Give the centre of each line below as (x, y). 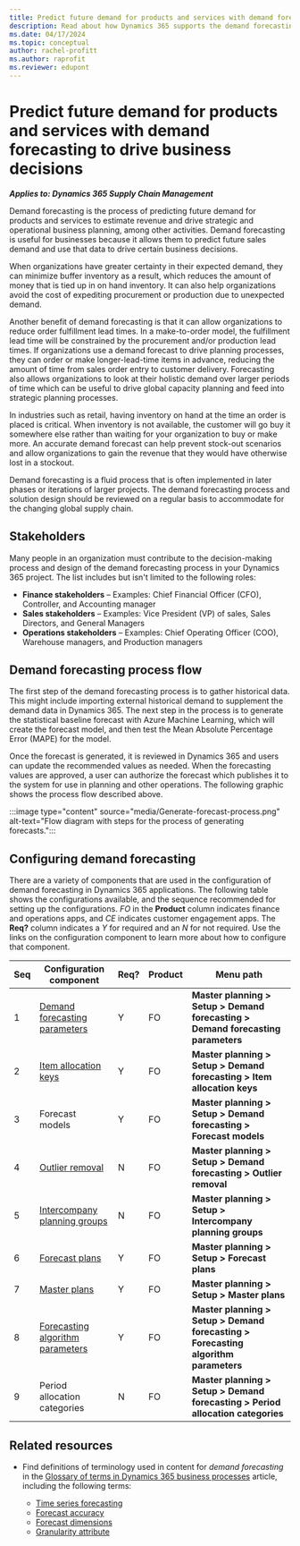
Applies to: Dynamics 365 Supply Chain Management (112, 193)
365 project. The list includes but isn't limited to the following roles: (133, 577)
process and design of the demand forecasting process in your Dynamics (144, 567)
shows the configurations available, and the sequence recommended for (143, 899)
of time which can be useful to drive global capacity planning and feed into (147, 388)
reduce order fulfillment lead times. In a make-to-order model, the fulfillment (150, 331)
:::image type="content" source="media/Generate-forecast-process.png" (145, 811)
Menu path (239, 974)
